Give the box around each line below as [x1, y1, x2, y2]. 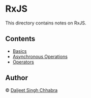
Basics [12, 48, 27, 54]
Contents [5, 35, 36, 43]
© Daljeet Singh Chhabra [5, 87, 58, 93]
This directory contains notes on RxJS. [5, 20, 86, 26]
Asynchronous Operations [12, 53, 68, 59]
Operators [12, 59, 34, 65]
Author [5, 74, 28, 82]
